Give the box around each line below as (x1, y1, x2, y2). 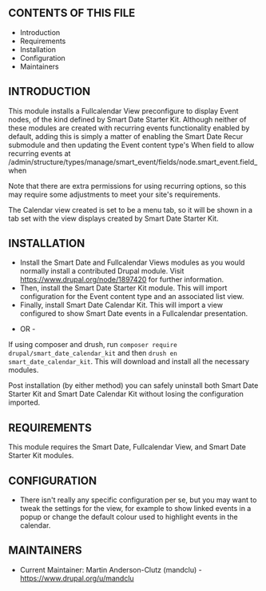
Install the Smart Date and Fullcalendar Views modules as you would (19, 258, 245, 267)
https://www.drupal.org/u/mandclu (19, 573, 134, 583)
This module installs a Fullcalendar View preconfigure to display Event (8, 106, 239, 115)
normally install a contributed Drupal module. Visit (19, 266, 185, 276)
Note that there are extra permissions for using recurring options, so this (8, 181, 247, 190)
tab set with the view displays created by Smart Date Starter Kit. (8, 214, 219, 223)
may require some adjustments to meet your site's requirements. (8, 190, 221, 199)
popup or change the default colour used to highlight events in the (19, 512, 238, 522)
